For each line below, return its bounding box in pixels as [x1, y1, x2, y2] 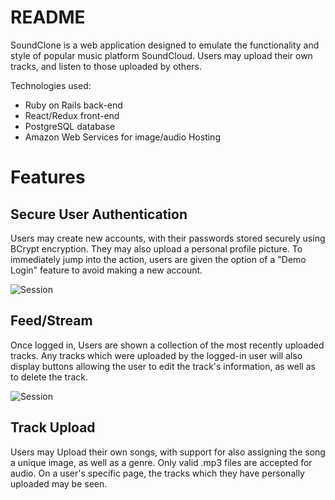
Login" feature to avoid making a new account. [10, 264, 203, 276]
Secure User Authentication [10, 206, 188, 223]
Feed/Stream [10, 312, 93, 330]
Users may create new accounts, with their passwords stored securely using [10, 232, 326, 244]
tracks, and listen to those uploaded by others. [10, 60, 202, 72]
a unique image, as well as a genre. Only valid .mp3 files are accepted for [10, 456, 313, 468]
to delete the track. [10, 371, 88, 383]
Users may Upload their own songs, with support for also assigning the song [10, 446, 326, 458]
